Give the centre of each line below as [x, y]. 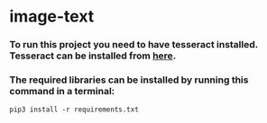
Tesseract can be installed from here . [93, 56]
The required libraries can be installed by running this [129, 80]
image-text [52, 17]
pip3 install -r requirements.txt [74, 110]
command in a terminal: [62, 92]
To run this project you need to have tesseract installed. [134, 45]
